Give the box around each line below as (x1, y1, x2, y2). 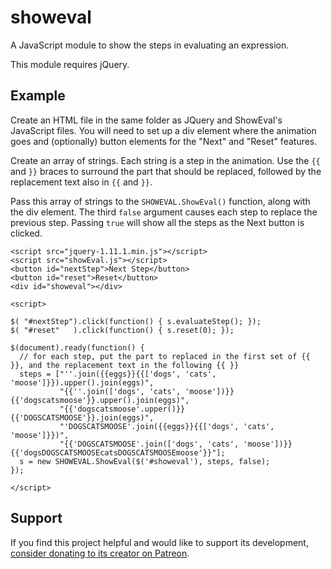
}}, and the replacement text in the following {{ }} (10, 360, 240, 370)
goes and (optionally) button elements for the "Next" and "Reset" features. (10, 135, 318, 147)
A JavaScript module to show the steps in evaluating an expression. (10, 39, 290, 51)
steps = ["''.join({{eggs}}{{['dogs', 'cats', (19, 369, 217, 379)
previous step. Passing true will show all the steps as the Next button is (10, 216, 305, 228)
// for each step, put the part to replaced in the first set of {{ (19, 351, 311, 361)
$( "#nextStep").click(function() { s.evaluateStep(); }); (10, 316, 262, 326)
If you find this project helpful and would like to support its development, (10, 536, 309, 548)
